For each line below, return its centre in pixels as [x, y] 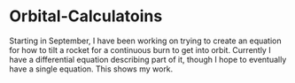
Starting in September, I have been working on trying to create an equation [145, 41]
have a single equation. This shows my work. [91, 69]
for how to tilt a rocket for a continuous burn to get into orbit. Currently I [140, 49]
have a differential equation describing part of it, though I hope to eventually [148, 59]
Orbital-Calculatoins [86, 16]
